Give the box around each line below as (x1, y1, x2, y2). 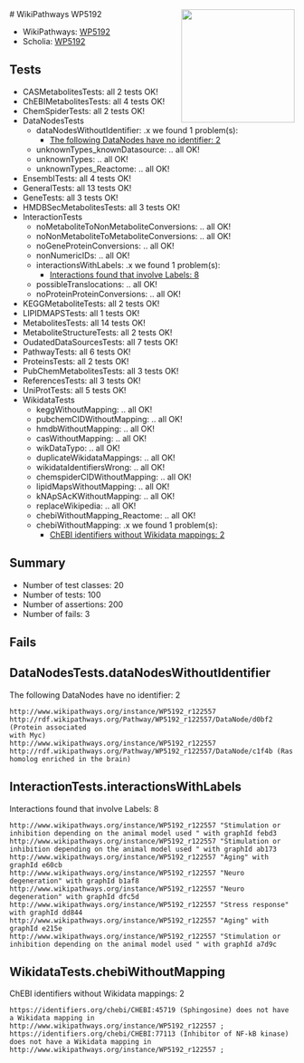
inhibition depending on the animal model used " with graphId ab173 (9, 845, 278, 854)
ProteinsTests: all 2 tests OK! (22, 355, 129, 366)
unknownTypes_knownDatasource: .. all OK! (35, 144, 201, 155)
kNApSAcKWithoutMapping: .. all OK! (35, 490, 175, 501)
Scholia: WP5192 (22, 36, 86, 46)
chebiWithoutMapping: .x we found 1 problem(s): (35, 519, 218, 530)
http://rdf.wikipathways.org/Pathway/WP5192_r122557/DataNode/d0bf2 (9, 715, 273, 724)
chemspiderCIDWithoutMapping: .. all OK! (35, 471, 192, 482)
